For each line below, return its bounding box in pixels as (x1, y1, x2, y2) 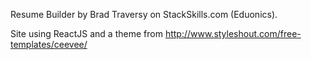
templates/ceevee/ (10, 39, 88, 50)
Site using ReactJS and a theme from (10, 28, 163, 39)
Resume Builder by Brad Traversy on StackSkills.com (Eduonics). (10, 9, 278, 20)
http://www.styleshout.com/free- (164, 28, 302, 39)
